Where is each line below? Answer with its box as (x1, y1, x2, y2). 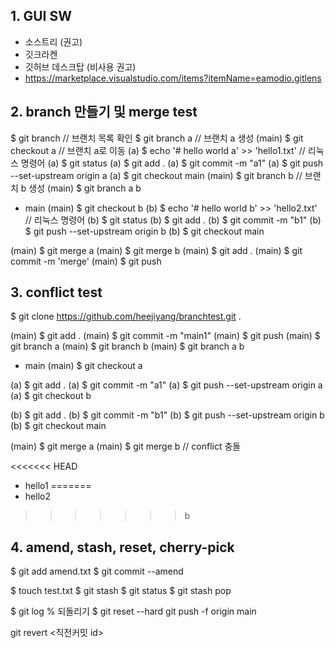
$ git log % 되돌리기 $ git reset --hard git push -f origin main (10, 605, 257, 618)
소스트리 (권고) (24, 35, 83, 48)
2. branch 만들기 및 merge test (10, 104, 198, 121)
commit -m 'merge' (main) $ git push (10, 255, 162, 267)
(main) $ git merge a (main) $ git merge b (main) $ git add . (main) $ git (10, 244, 303, 256)
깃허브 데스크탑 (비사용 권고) (24, 60, 137, 73)
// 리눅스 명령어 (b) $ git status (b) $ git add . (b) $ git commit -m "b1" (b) (24, 214, 322, 226)
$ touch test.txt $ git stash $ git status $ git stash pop (10, 585, 232, 597)
